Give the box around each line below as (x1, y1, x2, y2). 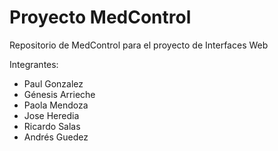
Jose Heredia (23, 109, 80, 121)
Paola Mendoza (23, 99, 89, 111)
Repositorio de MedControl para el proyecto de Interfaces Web (9, 39, 269, 51)
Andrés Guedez (23, 131, 89, 143)
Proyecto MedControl (9, 6, 192, 29)
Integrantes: (9, 58, 59, 70)
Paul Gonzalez (23, 77, 84, 90)
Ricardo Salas (23, 120, 81, 132)
